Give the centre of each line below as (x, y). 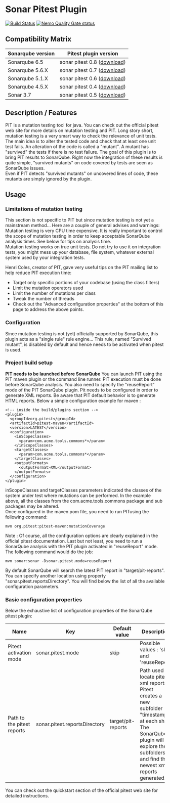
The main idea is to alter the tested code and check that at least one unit (81, 141)
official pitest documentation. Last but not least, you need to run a (74, 541)
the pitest (19, 724)
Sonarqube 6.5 (26, 62)
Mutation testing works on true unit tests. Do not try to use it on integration (83, 247)
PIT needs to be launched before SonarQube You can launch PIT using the (84, 374)
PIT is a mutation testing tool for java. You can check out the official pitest (82, 125)
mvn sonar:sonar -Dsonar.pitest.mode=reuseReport (59, 561)
